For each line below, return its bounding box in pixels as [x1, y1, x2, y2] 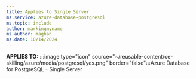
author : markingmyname [6, 25, 63, 32]
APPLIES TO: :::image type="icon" [6, 53, 91, 60]
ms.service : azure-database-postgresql [6, 14, 106, 20]
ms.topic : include [6, 20, 52, 26]
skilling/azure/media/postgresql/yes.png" [6, 59, 109, 66]
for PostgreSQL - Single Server [6, 66, 82, 72]
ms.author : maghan [6, 31, 52, 37]
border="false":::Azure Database [109, 59, 190, 66]
